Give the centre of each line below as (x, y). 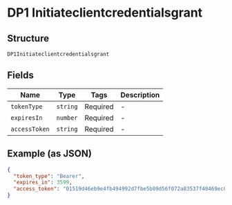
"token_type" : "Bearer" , (49, 176)
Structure (28, 38)
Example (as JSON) (49, 154)
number (67, 118)
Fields (21, 75)
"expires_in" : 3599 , (43, 182)
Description (140, 95)
